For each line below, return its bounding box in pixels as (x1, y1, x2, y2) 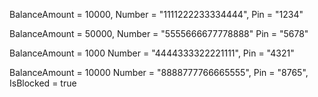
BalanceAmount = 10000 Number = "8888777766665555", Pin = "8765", (9, 67, 309, 78)
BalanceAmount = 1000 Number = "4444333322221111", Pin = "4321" (9, 47, 295, 59)
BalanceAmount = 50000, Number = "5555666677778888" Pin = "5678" (9, 28, 309, 39)
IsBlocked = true (9, 77, 77, 89)
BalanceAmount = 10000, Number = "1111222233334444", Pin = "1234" (9, 9, 304, 20)
